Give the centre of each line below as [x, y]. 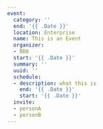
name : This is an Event [47, 39]
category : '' [32, 20]
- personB [27, 115]
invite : [24, 102]
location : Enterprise [44, 32]
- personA [27, 109]
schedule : [27, 77]
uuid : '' [26, 70]
